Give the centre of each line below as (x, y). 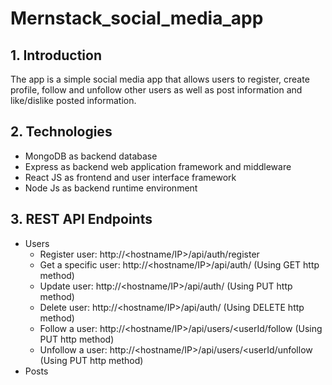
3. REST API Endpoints (81, 219)
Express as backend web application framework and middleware (158, 166)
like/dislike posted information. (73, 100)
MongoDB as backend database (91, 156)
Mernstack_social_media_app (137, 18)
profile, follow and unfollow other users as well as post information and (156, 90)
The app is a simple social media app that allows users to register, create (160, 79)
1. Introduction (56, 55)
